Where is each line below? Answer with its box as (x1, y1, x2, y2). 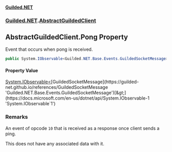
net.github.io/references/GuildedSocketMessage (5, 84, 109, 90)
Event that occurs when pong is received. (5, 46, 93, 52)
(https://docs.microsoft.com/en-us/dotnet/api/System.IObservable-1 (5, 95, 150, 101)
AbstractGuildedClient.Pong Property (5, 32, 128, 41)
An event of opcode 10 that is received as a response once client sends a (5, 125, 160, 131)
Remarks (5, 113, 28, 121)
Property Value (5, 67, 38, 73)
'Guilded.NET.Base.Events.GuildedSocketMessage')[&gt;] (5, 90, 126, 96)
